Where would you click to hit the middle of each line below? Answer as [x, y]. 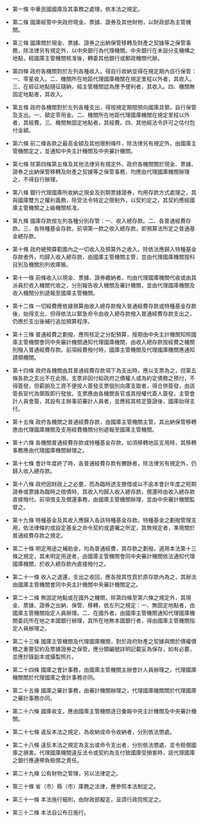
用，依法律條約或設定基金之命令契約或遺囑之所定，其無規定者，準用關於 [103, 528]
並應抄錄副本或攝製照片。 [44, 657]
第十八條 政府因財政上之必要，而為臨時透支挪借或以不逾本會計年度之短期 [104, 484]
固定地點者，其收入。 [39, 94]
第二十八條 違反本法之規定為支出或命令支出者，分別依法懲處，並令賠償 [101, 745]
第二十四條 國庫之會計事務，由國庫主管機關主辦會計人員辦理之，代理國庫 [104, 670]
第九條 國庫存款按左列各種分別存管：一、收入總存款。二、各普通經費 [99, 221]
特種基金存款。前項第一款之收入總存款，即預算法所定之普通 [114, 228]
